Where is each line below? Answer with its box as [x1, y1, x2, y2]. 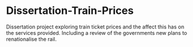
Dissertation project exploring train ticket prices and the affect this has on [6, 23, 184, 30]
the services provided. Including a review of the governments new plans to [6, 29, 187, 36]
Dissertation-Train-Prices [6, 4, 134, 17]
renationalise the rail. [6, 35, 57, 42]
